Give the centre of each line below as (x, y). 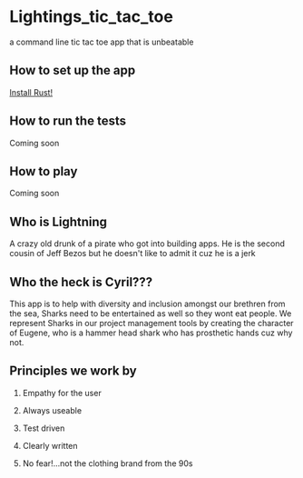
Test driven (44, 428)
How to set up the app (73, 70)
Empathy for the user (62, 393)
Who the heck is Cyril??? (81, 282)
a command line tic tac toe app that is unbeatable (102, 42)
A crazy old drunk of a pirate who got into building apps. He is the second (147, 244)
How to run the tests (68, 121)
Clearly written (50, 445)
